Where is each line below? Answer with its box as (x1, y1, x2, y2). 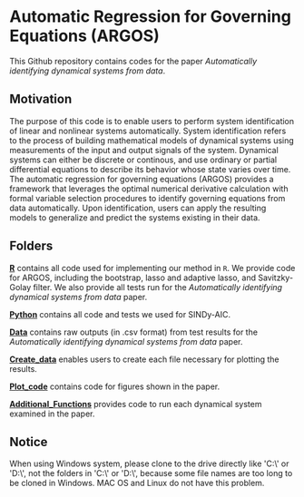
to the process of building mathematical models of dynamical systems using (9, 134, 295, 146)
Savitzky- (258, 272, 293, 283)
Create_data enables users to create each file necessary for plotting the (9, 354, 279, 365)
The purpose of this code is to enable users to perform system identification (9, 115, 295, 126)
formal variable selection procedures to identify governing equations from (9, 192, 286, 203)
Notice (9, 434, 48, 450)
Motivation (9, 92, 73, 107)
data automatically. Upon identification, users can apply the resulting (9, 202, 267, 213)
